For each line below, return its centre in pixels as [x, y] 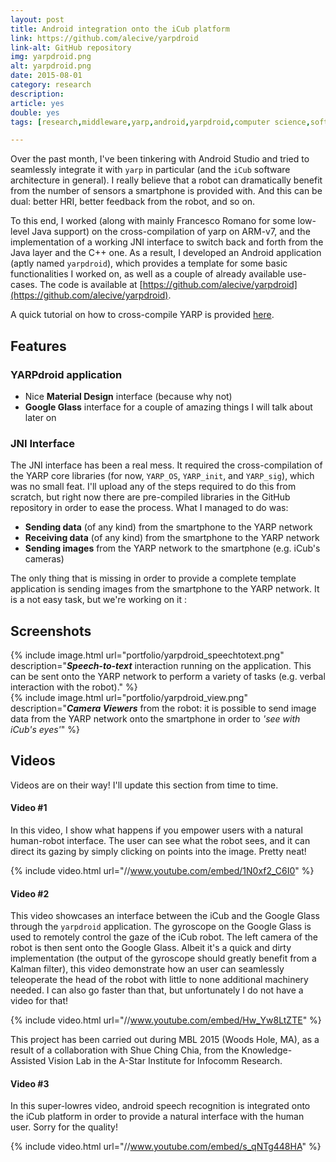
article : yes [37, 103]
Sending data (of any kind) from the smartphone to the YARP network [168, 527]
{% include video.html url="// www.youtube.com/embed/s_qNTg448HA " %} [166, 1147]
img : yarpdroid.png [51, 57]
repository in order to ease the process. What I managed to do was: [149, 508]
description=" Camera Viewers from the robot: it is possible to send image [163, 708]
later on [40, 417]
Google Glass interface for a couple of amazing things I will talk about [168, 407]
